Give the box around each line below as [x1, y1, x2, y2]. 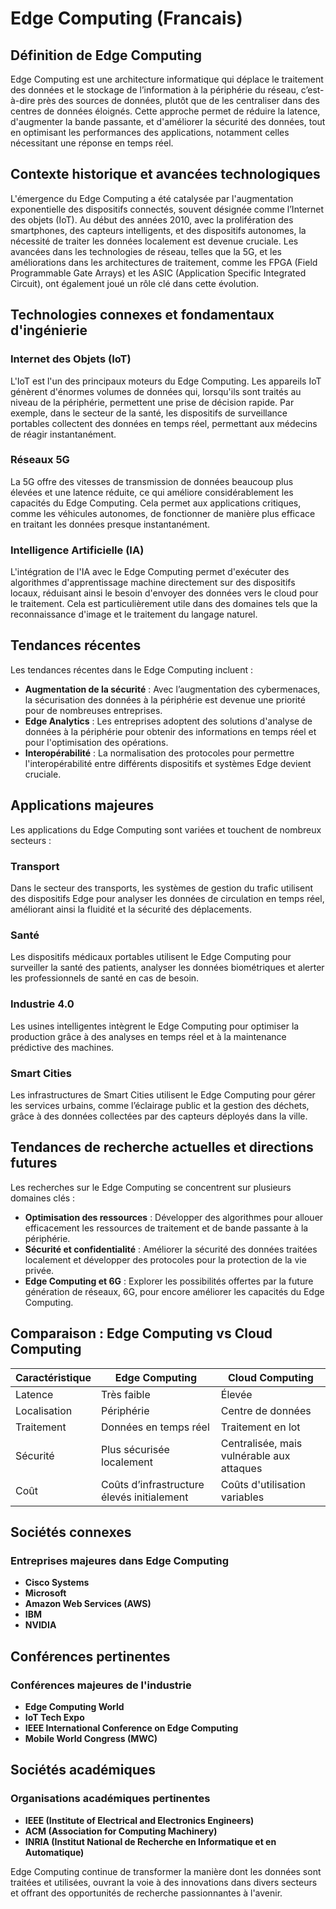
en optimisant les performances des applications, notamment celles [10, 127, 290, 138]
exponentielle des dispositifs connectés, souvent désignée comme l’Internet [10, 203, 325, 215]
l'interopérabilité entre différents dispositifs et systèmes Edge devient [24, 757, 312, 769]
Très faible [101, 1387, 151, 1401]
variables [220, 1490, 265, 1504]
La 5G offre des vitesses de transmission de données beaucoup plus [10, 475, 294, 487]
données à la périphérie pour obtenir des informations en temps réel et [24, 725, 317, 737]
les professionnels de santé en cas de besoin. [10, 972, 200, 984]
